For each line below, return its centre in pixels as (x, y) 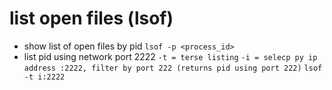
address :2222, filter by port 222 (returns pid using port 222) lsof (173, 68)
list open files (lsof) (91, 18)
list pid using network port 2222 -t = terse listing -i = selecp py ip (170, 56)
